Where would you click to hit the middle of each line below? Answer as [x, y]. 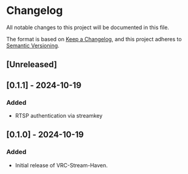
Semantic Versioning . [33, 45]
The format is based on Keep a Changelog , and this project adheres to [94, 39]
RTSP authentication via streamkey [59, 116]
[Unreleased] [32, 65]
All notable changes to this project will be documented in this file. [88, 27]
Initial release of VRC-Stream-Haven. [61, 165]
